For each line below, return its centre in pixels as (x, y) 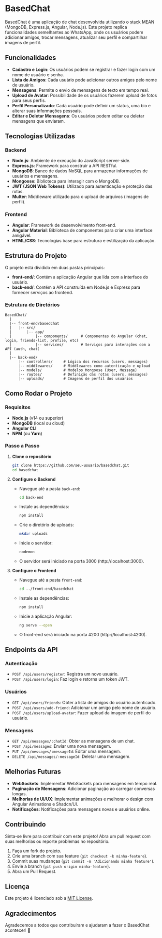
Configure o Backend (34, 479)
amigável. (22, 235)
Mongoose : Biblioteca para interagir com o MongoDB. (66, 181)
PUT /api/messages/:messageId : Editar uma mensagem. (66, 751)
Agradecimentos (31, 913)
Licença (17, 887)
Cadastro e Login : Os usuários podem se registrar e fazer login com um (84, 69)
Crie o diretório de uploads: (46, 525)
